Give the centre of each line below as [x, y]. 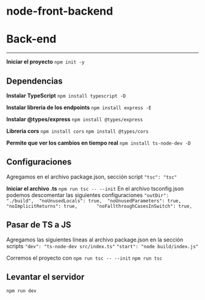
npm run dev [21, 291]
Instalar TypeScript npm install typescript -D [66, 95]
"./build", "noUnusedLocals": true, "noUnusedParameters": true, [94, 201]
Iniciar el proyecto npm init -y [45, 62]
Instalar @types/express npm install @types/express [75, 119]
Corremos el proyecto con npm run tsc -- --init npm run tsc [85, 258]
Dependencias [34, 81]
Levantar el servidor [45, 277]
